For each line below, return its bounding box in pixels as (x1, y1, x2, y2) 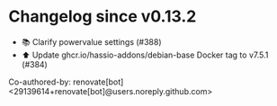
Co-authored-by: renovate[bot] (8, 76, 124, 87)
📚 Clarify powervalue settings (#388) (21, 36, 163, 47)
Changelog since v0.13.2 (8, 6, 197, 27)
